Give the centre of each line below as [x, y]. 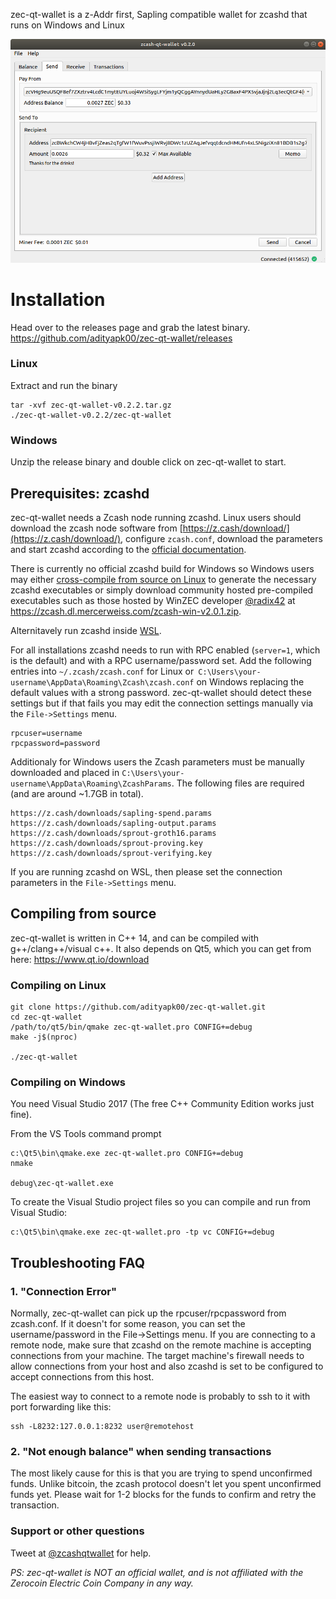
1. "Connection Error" [64, 1291]
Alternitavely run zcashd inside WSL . [86, 630]
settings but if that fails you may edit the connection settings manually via [162, 703]
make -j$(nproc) [44, 1037]
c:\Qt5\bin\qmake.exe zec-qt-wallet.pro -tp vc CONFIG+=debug [142, 1232]
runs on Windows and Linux [67, 25]
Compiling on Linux [58, 985]
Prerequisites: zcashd [80, 493]
